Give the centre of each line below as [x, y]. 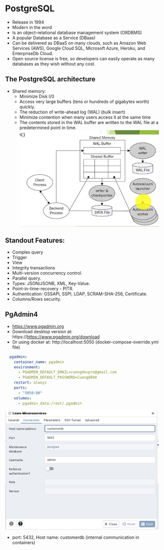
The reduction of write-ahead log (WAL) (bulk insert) [72, 112]
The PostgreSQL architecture [50, 79]
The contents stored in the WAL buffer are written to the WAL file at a [89, 122]
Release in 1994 [28, 22]
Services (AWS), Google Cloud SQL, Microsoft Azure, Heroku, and [79, 48]
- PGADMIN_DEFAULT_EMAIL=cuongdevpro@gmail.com [67, 372]
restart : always [31, 383]
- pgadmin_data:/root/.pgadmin [50, 403]
